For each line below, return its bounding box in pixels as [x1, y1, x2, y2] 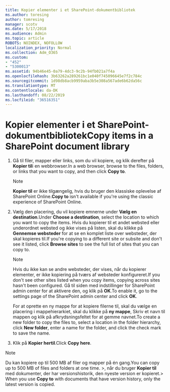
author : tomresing [5, 17, 44, 22]
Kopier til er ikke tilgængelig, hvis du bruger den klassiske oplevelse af [12, 188, 161, 194]
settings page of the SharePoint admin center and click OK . [12, 293, 137, 299]
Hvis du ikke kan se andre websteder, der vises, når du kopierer [12, 266, 147, 273]
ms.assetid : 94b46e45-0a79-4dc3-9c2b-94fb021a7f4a [5, 69, 115, 74]
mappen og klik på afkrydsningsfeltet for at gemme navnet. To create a [12, 314, 160, 320]
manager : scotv [5, 21, 38, 27]
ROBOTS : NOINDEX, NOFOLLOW [5, 41, 63, 46]
